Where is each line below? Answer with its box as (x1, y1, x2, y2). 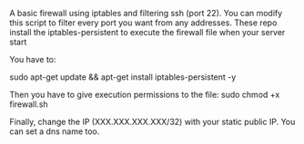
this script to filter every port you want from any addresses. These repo (9, 17, 278, 28)
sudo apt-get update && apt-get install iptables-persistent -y (9, 72, 237, 82)
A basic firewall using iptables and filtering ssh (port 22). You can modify (9, 8, 283, 18)
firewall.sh (9, 99, 48, 110)
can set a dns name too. (9, 126, 100, 137)
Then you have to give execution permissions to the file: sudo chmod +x (9, 90, 280, 100)
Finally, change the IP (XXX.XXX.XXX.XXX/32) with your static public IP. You (9, 117, 296, 127)
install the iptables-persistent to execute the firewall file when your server (9, 27, 286, 37)
